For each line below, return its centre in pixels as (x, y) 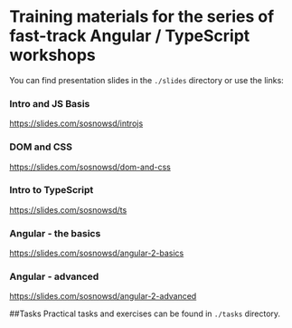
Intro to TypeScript (52, 190)
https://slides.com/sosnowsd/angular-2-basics (97, 253)
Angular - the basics (55, 233)
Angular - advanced (54, 276)
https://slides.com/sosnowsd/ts (68, 209)
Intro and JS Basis (50, 103)
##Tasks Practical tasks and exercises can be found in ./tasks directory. (145, 314)
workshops (53, 55)
